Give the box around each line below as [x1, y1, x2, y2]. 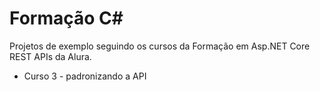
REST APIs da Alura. [9, 50, 92, 62]
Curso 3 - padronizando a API [23, 70, 147, 82]
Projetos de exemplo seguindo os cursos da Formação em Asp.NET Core [9, 40, 311, 52]
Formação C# [9, 7, 124, 30]
